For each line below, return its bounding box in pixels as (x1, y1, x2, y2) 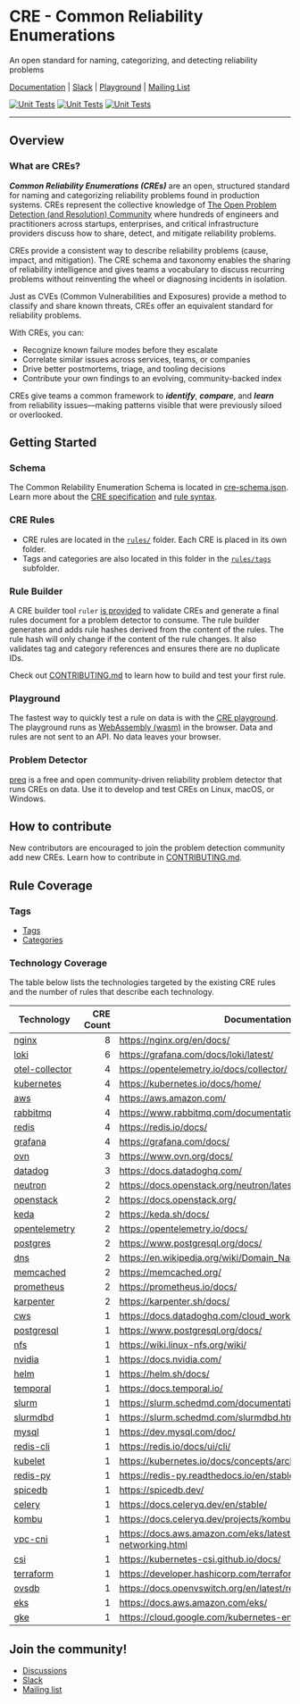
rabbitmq (13, 1107, 52, 1119)
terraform (13, 1567, 54, 1580)
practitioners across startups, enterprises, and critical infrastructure (9, 218, 259, 229)
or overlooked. (9, 409, 63, 420)
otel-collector (13, 1063, 72, 1075)
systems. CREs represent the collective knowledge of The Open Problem (9, 199, 277, 210)
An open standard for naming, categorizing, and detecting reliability (9, 54, 258, 65)
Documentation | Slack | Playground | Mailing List (9, 81, 190, 92)
